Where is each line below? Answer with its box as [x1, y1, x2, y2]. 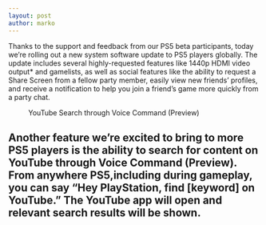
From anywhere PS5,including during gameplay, [8, 168, 253, 182]
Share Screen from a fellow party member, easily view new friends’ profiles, [8, 75, 258, 85]
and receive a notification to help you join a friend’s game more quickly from [8, 83, 259, 93]
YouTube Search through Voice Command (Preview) [28, 107, 200, 117]
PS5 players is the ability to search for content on [8, 143, 258, 157]
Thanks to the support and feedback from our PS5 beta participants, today [8, 41, 254, 50]
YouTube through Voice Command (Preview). [8, 155, 237, 169]
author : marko [8, 19, 56, 27]
